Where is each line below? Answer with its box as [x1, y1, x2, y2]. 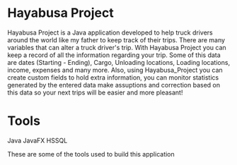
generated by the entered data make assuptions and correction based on [7, 80, 221, 89]
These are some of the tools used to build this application [7, 149, 175, 158]
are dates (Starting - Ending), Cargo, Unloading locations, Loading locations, [7, 58, 231, 66]
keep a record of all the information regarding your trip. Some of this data [7, 51, 221, 59]
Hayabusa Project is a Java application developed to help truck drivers [7, 28, 214, 37]
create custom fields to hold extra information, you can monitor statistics [7, 73, 219, 82]
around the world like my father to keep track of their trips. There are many [7, 35, 225, 44]
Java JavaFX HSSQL [7, 136, 68, 145]
